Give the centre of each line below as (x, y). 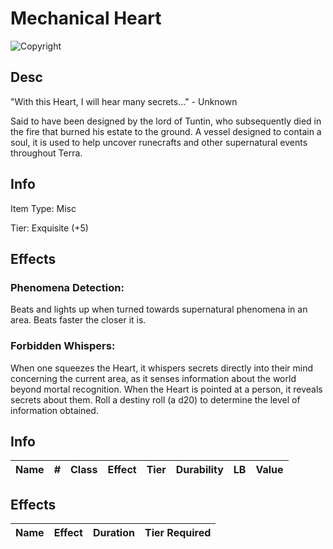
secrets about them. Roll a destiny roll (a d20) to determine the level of (155, 399)
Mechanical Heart (86, 18)
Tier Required (178, 533)
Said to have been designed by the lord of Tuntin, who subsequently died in (166, 121)
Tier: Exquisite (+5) (49, 228)
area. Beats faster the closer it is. (78, 320)
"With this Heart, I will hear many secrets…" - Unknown (124, 101)
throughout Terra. (46, 153)
